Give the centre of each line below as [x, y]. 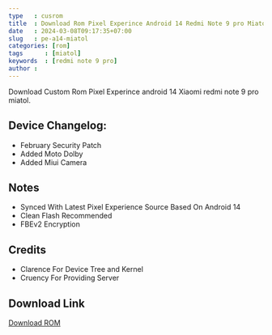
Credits [28, 250]
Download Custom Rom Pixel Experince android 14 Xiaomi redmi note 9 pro [134, 91]
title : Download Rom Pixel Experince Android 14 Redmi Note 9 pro [126, 23]
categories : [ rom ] [39, 46]
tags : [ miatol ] [45, 53]
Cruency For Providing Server [70, 278]
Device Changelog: [57, 126]
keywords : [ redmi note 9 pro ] [63, 61]
